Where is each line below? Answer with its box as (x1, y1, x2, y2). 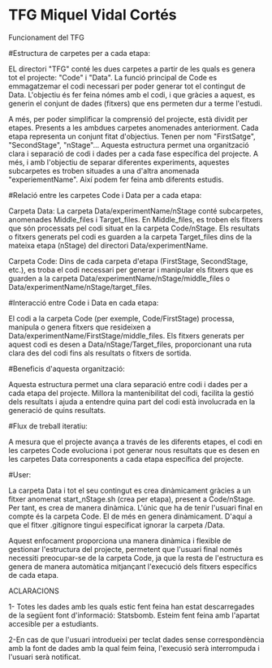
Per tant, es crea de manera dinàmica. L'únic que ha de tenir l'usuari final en (8, 502, 263, 512)
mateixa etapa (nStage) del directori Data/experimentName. (8, 240, 209, 250)
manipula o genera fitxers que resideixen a (8, 322, 152, 332)
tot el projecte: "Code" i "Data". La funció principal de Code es (8, 72, 218, 82)
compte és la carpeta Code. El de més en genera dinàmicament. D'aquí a (8, 511, 253, 521)
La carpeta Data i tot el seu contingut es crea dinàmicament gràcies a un (8, 485, 252, 495)
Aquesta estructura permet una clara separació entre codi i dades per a (8, 379, 248, 389)
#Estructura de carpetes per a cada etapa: (8, 48, 150, 58)
